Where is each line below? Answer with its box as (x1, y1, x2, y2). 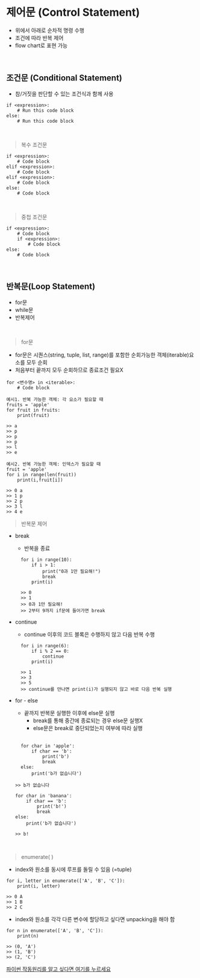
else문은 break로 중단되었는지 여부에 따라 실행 (33, 724, 143, 731)
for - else (14, 696, 38, 704)
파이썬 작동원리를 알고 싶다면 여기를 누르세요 (6, 965, 111, 973)
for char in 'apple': (20, 743, 75, 749)
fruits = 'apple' (6, 401, 50, 408)
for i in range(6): (20, 643, 69, 649)
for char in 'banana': (14, 792, 72, 798)
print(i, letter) (17, 883, 61, 889)
